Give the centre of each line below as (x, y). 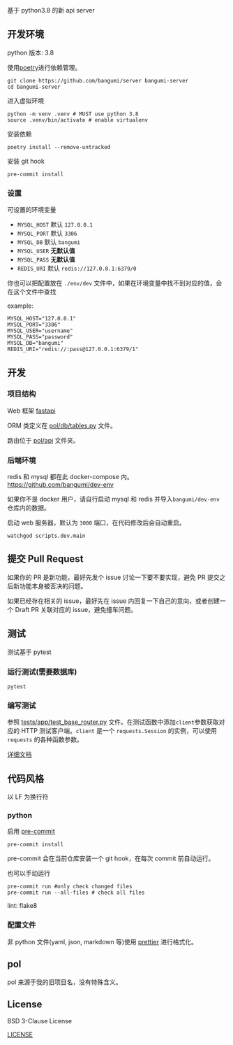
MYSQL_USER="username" (40, 331)
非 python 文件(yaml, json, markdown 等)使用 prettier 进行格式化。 (102, 941)
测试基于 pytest (29, 652)
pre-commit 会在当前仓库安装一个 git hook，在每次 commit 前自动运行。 (111, 858)
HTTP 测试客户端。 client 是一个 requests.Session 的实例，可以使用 (119, 731)
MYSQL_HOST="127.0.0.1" (42, 319)
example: (20, 306)
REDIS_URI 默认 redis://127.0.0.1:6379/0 (77, 269)
